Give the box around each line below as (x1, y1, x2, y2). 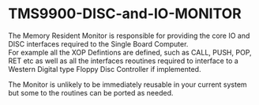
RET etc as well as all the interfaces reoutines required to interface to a (8, 56, 238, 66)
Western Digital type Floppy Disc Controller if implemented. (8, 64, 201, 73)
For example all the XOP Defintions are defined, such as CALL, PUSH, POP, (8, 47, 252, 57)
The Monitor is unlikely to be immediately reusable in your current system (8, 80, 247, 89)
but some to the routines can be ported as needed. (8, 88, 174, 97)
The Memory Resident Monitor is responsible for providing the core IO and (8, 31, 250, 40)
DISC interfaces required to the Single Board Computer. (8, 39, 189, 48)
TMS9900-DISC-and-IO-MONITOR (8, 5, 242, 23)
